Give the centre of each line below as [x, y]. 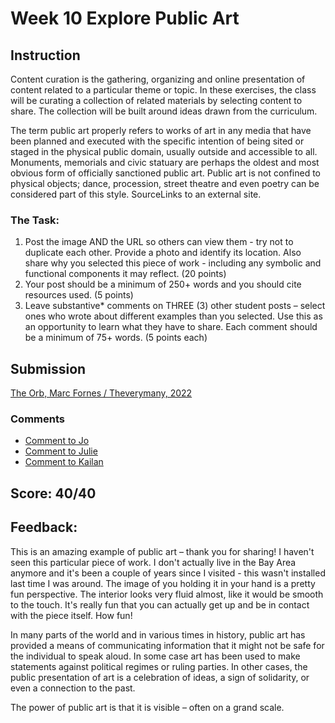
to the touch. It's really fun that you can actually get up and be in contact [160, 604]
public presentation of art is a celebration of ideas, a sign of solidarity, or [160, 677]
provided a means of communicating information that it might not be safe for [167, 645]
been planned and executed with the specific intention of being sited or [157, 141]
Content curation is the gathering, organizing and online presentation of [158, 79]
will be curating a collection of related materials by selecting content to [156, 100]
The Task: [35, 220]
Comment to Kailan [64, 462]
